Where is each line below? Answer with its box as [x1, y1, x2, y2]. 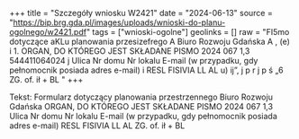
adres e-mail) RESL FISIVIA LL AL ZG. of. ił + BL [9, 120, 186, 131]
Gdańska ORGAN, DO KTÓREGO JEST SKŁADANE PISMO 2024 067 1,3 [9, 101, 273, 111]
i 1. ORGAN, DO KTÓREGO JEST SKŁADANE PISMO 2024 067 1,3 [9, 46, 250, 56]
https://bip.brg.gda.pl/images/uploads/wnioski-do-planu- [13, 17, 226, 28]
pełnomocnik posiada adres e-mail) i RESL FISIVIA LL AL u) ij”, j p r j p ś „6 [9, 65, 284, 75]
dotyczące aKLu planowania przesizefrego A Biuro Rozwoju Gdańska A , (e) [9, 36, 290, 47]
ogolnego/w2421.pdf [9, 27, 87, 37]
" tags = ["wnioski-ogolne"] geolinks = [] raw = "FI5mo [86, 27, 290, 37]
